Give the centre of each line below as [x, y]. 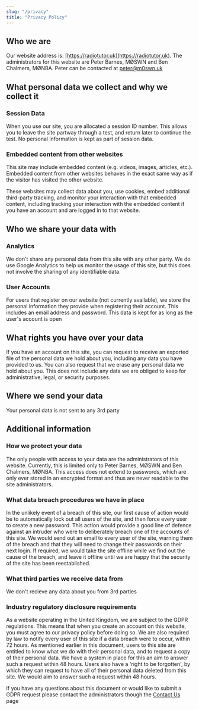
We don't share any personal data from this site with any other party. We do [98, 259]
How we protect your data [44, 446]
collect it [23, 96]
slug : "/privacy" [28, 12]
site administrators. [30, 484]
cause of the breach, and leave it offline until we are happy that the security [98, 556]
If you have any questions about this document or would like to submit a [94, 689]
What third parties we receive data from [65, 578]
